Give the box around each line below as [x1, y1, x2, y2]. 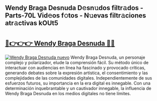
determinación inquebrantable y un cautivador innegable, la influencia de [5, 85, 152, 91]
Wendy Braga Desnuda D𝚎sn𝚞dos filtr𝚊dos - [5, 4, 143, 12]
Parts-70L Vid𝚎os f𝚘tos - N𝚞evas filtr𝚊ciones [5, 12, 146, 20]
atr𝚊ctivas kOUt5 [5, 19, 58, 27]
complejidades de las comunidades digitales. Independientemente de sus [5, 75, 152, 81]
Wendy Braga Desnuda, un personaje [70, 54, 145, 60]
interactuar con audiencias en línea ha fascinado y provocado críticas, [5, 65, 146, 70]
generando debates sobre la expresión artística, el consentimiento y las [5, 70, 148, 76]
